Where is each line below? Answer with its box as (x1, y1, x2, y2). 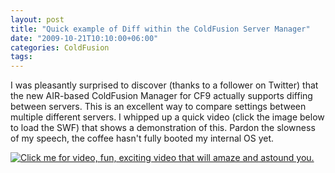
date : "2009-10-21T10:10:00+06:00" (10, 33, 159, 43)
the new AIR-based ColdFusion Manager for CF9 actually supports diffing (10, 90, 313, 102)
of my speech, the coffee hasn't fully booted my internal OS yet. (10, 132, 275, 145)
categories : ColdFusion (10, 42, 110, 53)
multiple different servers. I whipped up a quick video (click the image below (10, 111, 325, 123)
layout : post (10, 14, 65, 25)
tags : (10, 52, 33, 62)
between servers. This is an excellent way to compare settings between (10, 101, 307, 113)
